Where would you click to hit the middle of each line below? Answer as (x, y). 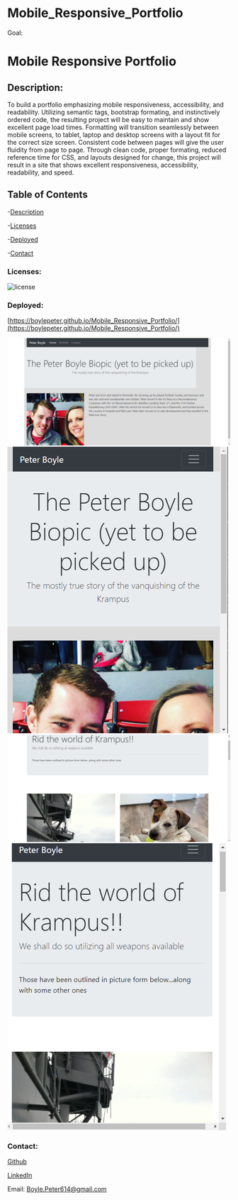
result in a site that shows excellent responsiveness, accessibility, (103, 165)
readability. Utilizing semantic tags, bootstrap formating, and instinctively (114, 112)
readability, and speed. (41, 172)
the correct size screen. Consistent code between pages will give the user (116, 142)
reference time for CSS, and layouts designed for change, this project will (114, 157)
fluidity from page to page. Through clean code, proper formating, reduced (117, 150)
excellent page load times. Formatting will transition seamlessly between (113, 127)
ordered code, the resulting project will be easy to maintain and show (108, 119)
